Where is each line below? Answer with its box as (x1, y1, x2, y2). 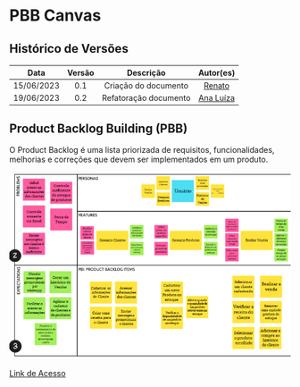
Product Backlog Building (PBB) (9, 121, 188, 136)
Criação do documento (104, 80, 189, 90)
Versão (66, 67, 95, 78)
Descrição (126, 67, 166, 78)
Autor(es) (197, 67, 236, 78)
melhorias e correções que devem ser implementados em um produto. (9, 154, 269, 165)
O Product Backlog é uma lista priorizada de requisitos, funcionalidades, (9, 145, 275, 156)
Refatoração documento (101, 93, 191, 103)
